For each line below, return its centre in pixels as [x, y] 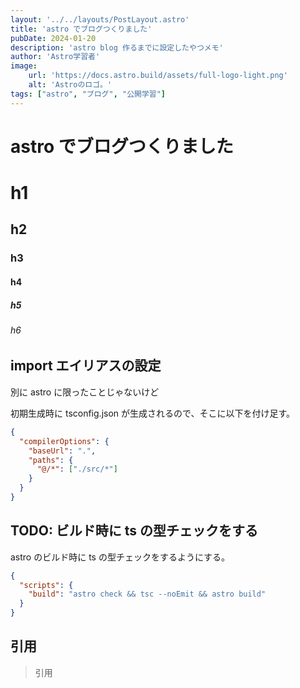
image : [24, 66]
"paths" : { [51, 460]
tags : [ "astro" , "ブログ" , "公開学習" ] [88, 94]
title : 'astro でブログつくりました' [81, 29]
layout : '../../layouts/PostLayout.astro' [100, 19]
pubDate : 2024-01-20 [53, 38]
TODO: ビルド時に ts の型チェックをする [134, 531]
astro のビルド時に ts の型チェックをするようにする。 [120, 557]
